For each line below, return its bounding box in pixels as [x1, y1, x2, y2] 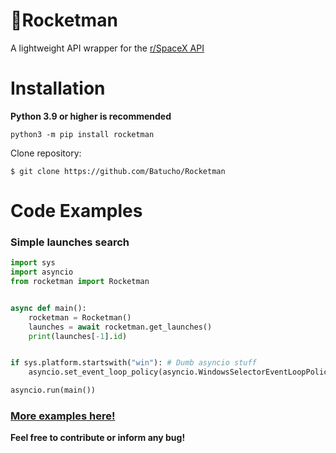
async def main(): [10, 303, 87, 313]
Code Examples [10, 200, 143, 223]
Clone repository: [10, 147, 82, 159]
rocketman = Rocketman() [28, 312, 132, 323]
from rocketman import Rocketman [10, 277, 150, 287]
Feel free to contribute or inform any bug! [10, 432, 186, 444]
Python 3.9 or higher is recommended [10, 110, 172, 122]
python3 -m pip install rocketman [10, 129, 155, 139]
